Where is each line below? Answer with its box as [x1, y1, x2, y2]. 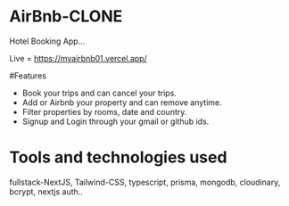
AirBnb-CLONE [9, 6, 123, 27]
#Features [9, 70, 47, 81]
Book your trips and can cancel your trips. [21, 87, 177, 98]
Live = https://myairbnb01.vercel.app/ [9, 53, 147, 63]
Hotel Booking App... [9, 36, 86, 46]
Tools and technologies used [9, 147, 227, 168]
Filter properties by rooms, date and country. [21, 106, 187, 117]
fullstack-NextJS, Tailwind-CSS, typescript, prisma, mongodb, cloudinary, [9, 177, 281, 187]
